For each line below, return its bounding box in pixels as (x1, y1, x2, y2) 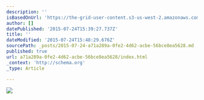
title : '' (6, 32, 32, 38)
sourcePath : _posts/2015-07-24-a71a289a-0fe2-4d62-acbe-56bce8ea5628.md (6, 43, 194, 49)
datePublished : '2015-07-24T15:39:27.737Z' (6, 25, 118, 32)
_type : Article (6, 65, 45, 72)
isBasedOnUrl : (6, 15, 42, 21)
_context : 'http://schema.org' (6, 59, 86, 65)
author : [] (6, 20, 34, 26)
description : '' (6, 8, 47, 15)
